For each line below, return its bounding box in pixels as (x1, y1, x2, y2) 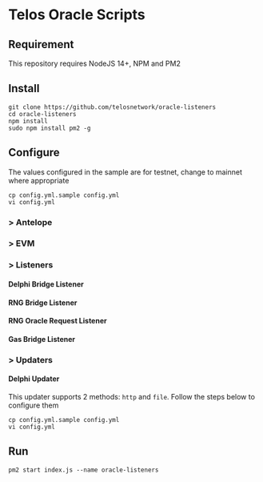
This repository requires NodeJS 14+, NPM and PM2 (8, 58, 181, 68)
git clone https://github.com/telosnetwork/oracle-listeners (8, 102, 217, 111)
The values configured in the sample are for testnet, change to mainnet (8, 167, 242, 177)
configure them (8, 400, 59, 410)
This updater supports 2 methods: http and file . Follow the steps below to (8, 392, 256, 401)
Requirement (8, 38, 74, 51)
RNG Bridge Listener (8, 298, 78, 307)
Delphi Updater (8, 374, 60, 384)
